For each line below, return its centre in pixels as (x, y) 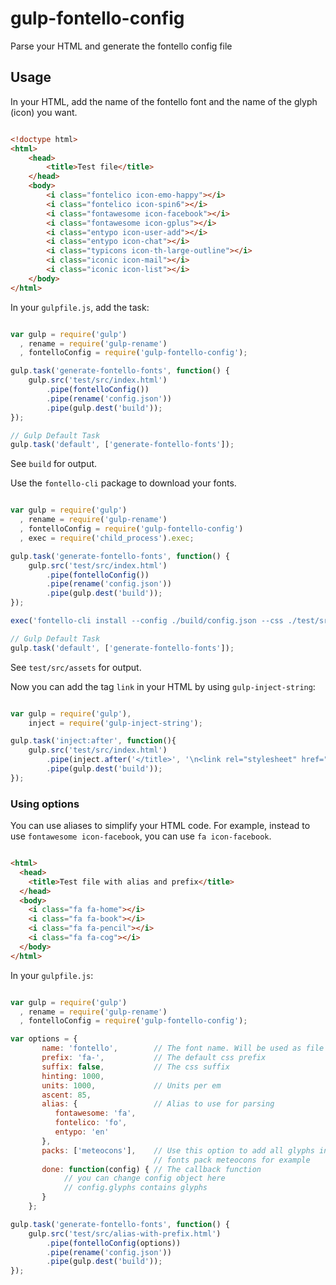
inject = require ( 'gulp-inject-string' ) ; (115, 723)
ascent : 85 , (66, 1095)
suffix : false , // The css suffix (135, 1067)
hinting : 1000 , (73, 1076)
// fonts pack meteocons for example (232, 1160)
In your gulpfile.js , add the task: (80, 307)
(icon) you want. (44, 112)
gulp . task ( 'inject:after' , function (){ (93, 741)
